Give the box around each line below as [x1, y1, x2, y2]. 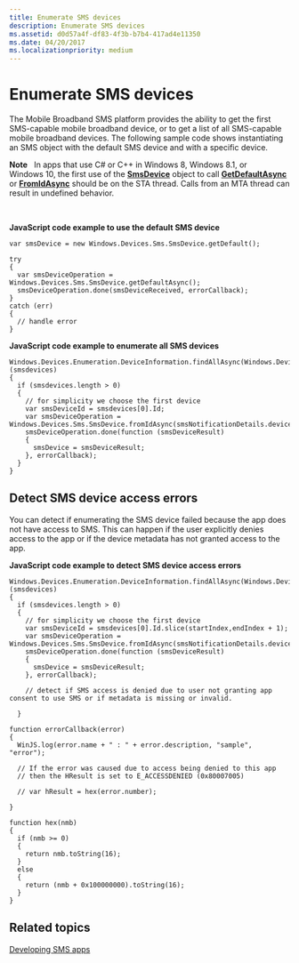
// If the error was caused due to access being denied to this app [17, 764, 277, 773]
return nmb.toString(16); [25, 849, 122, 858]
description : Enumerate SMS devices [9, 21, 145, 30]
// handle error [17, 317, 77, 326]
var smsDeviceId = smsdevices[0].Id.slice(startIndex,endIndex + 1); [25, 623, 289, 632]
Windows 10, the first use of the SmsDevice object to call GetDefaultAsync [9, 169, 287, 180]
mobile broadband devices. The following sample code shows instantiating [9, 132, 284, 143]
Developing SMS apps [9, 943, 91, 954]
